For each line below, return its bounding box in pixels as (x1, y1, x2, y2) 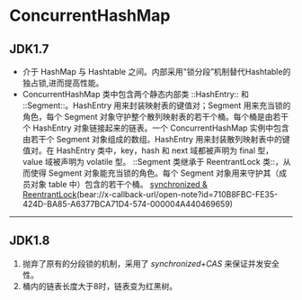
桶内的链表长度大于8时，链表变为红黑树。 (22, 280, 178, 291)
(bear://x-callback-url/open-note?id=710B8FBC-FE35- (75, 189, 279, 199)
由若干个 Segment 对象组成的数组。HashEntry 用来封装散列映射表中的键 (22, 134, 290, 144)
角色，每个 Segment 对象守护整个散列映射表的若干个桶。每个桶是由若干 (22, 112, 289, 122)
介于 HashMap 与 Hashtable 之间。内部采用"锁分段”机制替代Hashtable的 (22, 67, 291, 77)
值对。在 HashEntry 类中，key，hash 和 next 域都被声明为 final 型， (22, 145, 274, 156)
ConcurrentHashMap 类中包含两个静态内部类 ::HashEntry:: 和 (22, 89, 250, 99)
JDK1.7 (9, 41, 49, 57)
